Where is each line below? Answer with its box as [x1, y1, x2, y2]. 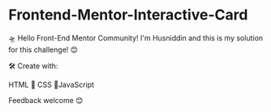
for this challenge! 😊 [8, 45, 79, 54]
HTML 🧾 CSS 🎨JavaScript [8, 80, 95, 89]
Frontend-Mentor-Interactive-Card [8, 6, 248, 24]
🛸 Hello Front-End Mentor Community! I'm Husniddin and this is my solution [8, 32, 264, 42]
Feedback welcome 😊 [8, 95, 84, 105]
